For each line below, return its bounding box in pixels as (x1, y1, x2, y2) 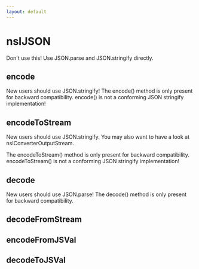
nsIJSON (6, 34, 51, 48)
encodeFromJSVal (6, 234, 76, 245)
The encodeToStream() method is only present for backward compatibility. (6, 151, 189, 158)
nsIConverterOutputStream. (6, 140, 75, 147)
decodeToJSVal (6, 255, 66, 265)
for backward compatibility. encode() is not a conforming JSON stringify (6, 94, 184, 101)
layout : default (6, 8, 47, 15)
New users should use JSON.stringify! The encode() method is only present (6, 87, 193, 94)
